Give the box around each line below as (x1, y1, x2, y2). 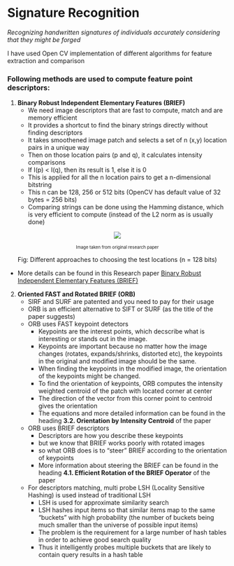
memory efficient (27, 113, 78, 122)
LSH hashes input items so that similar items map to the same (38, 506, 216, 514)
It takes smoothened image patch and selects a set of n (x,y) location (27, 136, 227, 144)
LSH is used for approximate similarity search (38, 499, 169, 507)
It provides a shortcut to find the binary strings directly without (27, 121, 208, 130)
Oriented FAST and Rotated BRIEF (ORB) (17, 290, 136, 298)
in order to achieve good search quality (38, 536, 152, 544)
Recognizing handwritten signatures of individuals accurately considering (7, 28, 221, 36)
